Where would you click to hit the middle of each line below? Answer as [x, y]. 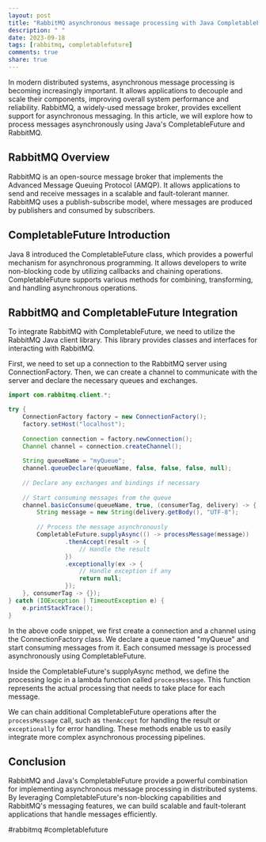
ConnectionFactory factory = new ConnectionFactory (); [115, 417]
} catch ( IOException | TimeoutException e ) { [86, 601]
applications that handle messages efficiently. [83, 814]
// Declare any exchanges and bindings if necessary [111, 483]
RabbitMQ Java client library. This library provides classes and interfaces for [133, 340]
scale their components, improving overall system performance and [119, 99]
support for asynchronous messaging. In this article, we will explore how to [131, 116]
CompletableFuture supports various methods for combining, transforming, [131, 279]
